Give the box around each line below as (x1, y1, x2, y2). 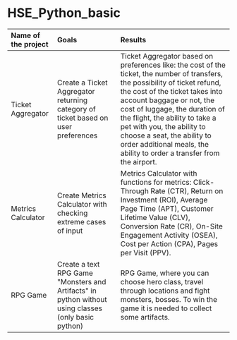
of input (57, 226, 83, 236)
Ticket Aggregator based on (120, 51, 214, 61)
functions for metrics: (120, 177, 192, 187)
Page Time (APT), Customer (120, 203, 214, 213)
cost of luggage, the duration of (120, 104, 226, 114)
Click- (193, 177, 215, 187)
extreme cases (57, 217, 107, 226)
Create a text (57, 259, 100, 269)
